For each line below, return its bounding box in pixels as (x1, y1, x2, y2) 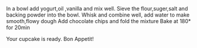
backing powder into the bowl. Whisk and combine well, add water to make (6, 11, 190, 18)
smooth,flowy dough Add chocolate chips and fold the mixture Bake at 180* (6, 18, 191, 24)
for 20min (6, 24, 30, 31)
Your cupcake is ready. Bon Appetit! (6, 36, 94, 42)
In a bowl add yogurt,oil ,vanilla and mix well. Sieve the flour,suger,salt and (6, 5, 188, 12)
